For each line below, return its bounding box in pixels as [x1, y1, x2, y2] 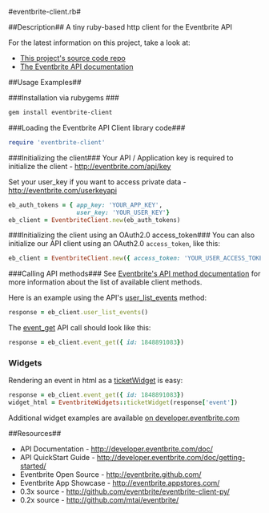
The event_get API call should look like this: [8, 323, 151, 333]
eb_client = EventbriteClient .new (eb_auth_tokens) [8, 216, 181, 224]
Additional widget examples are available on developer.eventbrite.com [8, 413, 240, 423]
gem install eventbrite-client [8, 108, 113, 116]
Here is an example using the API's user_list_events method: [8, 293, 207, 303]
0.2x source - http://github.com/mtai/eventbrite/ [19, 495, 179, 505]
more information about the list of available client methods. [8, 277, 203, 287]
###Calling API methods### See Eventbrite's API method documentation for [8, 269, 261, 279]
